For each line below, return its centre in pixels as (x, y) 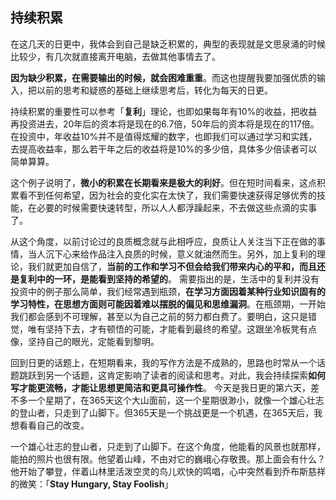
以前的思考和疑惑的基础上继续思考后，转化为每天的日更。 (154, 90)
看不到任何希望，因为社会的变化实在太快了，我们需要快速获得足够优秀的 (167, 195)
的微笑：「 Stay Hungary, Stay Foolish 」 (92, 484)
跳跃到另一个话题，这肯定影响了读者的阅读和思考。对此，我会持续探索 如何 (172, 375)
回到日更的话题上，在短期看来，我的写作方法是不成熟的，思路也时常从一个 (163, 362)
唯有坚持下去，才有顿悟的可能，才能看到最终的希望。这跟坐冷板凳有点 (172, 329)
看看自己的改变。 (54, 425)
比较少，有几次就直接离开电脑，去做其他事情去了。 (115, 56)
